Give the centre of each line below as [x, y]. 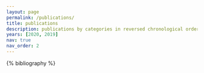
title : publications [32, 23]
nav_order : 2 [23, 46]
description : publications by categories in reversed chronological [95, 29]
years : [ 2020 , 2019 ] [32, 35]
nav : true [19, 40]
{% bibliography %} [31, 63]
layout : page [23, 12]
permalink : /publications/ [40, 18]
